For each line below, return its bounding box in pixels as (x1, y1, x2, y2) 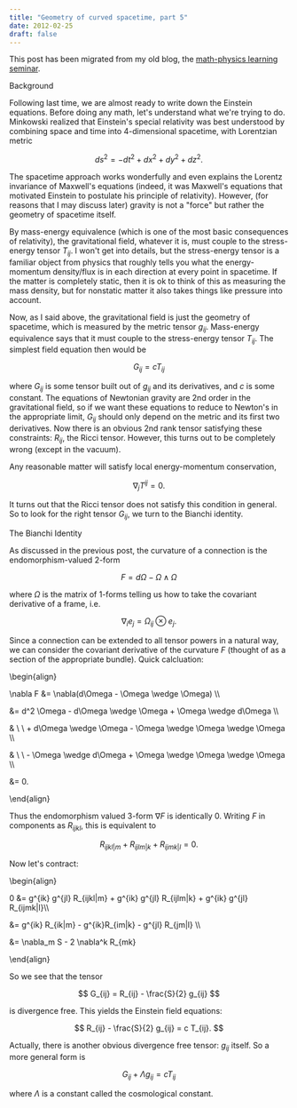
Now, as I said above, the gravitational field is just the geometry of (9, 312, 251, 323)
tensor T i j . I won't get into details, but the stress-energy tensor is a (36, 245, 280, 258)
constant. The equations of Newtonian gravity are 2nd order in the (9, 393, 251, 403)
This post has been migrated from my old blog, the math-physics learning (9, 54, 278, 65)
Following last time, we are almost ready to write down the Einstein (9, 98, 253, 108)
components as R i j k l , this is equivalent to (9, 819, 157, 833)
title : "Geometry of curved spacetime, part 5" (9, 12, 189, 22)
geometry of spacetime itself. (9, 210, 117, 220)
